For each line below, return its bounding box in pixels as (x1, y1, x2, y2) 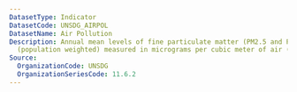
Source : (9, 53, 38, 62)
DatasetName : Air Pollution (9, 29, 113, 38)
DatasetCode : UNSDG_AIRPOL (9, 21, 109, 30)
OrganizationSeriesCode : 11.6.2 (17, 70, 137, 79)
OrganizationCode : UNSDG (17, 62, 109, 71)
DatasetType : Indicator (9, 12, 97, 22)
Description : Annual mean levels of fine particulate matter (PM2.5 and (9, 37, 283, 46)
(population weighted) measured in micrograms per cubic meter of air (17, 46, 283, 54)
